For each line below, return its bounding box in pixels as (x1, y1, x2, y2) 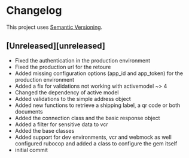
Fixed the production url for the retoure (14, 63, 111, 70)
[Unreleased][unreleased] (6, 41, 106, 51)
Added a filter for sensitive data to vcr (14, 121, 109, 128)
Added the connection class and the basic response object (14, 114, 160, 121)
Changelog (6, 4, 62, 17)
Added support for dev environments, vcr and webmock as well (14, 133, 172, 141)
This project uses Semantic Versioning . (6, 23, 103, 31)
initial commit (14, 146, 48, 153)
